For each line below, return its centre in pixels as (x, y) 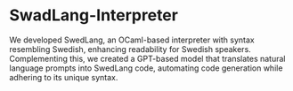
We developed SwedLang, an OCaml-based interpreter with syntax (132, 40)
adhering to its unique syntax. (64, 77)
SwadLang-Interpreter (94, 15)
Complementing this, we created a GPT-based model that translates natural (147, 58)
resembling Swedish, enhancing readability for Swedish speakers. (130, 49)
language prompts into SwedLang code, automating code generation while (146, 68)
